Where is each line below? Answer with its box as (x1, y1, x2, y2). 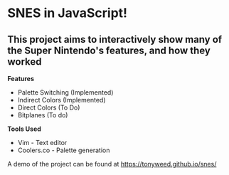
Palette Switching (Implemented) (17, 88, 114, 97)
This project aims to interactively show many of (7, 33, 223, 46)
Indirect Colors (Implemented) (17, 96, 106, 104)
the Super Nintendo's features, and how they (7, 44, 211, 56)
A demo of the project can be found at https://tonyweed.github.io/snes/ (7, 160, 217, 168)
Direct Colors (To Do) (17, 103, 80, 112)
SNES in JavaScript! (7, 5, 128, 21)
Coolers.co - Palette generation (17, 146, 110, 154)
